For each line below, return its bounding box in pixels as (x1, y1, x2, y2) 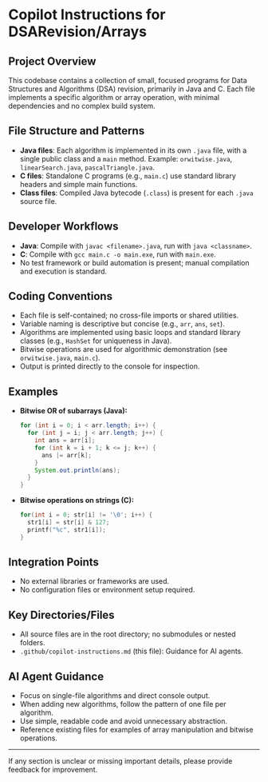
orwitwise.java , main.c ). (19, 353, 101, 363)
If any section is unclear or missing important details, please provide (8, 756, 233, 766)
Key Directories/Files (8, 608, 115, 621)
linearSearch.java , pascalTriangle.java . (19, 162, 156, 172)
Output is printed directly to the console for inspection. (19, 361, 200, 371)
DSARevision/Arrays (8, 22, 148, 41)
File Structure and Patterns (8, 124, 145, 138)
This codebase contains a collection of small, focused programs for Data (8, 76, 247, 85)
